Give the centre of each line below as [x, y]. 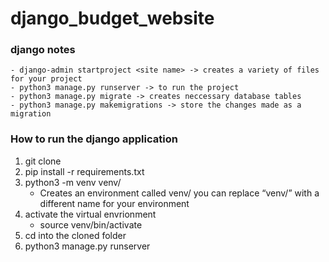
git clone [43, 161]
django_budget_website [112, 18]
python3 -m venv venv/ [73, 182]
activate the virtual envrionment [90, 214]
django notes [43, 50]
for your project [46, 79]
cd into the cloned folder [75, 235]
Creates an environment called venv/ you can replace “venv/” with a [179, 193]
